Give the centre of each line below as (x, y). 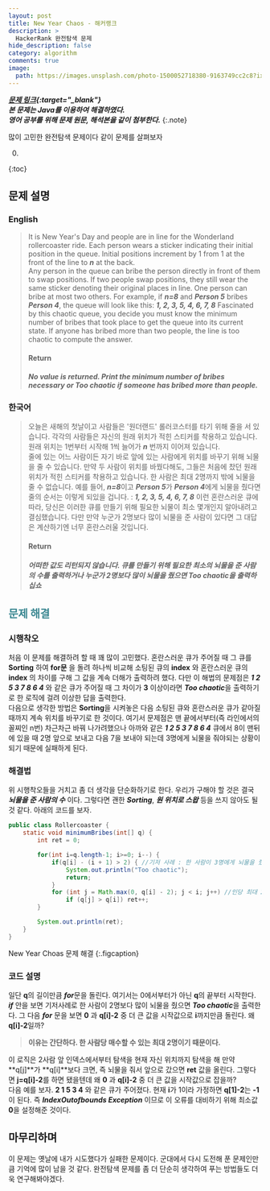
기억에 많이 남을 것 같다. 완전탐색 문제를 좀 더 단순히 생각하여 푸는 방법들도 (133, 1168)
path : (25, 76)
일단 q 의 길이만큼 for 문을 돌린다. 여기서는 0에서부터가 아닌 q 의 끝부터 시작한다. (132, 995)
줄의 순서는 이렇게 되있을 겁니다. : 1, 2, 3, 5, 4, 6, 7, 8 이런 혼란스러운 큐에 (143, 497)
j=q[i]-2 (30, 1079)
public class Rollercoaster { (59, 825)
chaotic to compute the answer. (80, 340)
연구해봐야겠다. (41, 1179)
